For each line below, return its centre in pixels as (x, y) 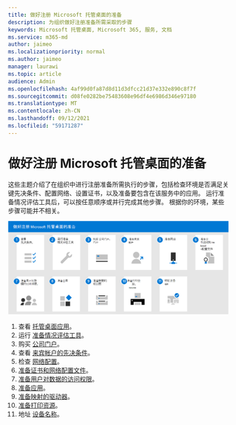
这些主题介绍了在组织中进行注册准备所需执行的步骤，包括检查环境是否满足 (115, 184)
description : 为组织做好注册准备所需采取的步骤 (70, 22)
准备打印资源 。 (40, 405)
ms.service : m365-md (38, 37)
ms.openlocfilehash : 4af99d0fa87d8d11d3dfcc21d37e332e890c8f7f (102, 89)
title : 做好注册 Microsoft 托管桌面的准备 (65, 15)
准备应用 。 (34, 387)
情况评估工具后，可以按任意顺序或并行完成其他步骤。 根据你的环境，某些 (119, 202)
